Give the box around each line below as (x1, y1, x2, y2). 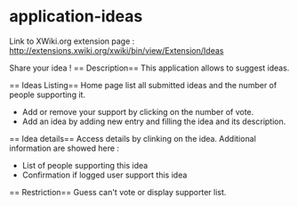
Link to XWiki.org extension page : (9, 36, 135, 46)
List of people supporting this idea (21, 160, 149, 170)
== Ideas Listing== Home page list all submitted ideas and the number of (9, 79, 278, 90)
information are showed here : (9, 143, 120, 153)
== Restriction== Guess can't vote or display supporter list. (9, 186, 227, 197)
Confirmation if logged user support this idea (21, 169, 188, 180)
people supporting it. (9, 89, 86, 100)
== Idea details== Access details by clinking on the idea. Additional (9, 133, 256, 144)
